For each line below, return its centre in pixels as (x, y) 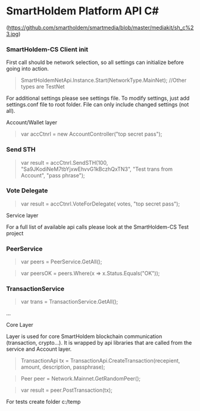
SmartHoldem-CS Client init (47, 49)
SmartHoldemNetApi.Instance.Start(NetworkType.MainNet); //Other (104, 80)
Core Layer (20, 325)
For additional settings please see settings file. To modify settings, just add (98, 98)
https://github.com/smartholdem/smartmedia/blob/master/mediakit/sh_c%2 (101, 27)
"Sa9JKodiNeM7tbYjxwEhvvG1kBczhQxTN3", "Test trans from (97, 169)
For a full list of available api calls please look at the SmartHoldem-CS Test (98, 227)
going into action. (28, 69)
